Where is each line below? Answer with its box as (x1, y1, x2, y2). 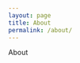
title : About (8, 19, 51, 27)
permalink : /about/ (8, 26, 73, 34)
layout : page (8, 11, 51, 20)
